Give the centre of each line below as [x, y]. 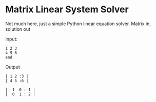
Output [13, 67]
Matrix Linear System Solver [67, 9]
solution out [18, 29]
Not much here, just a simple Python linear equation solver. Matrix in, [78, 24]
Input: [12, 39]
